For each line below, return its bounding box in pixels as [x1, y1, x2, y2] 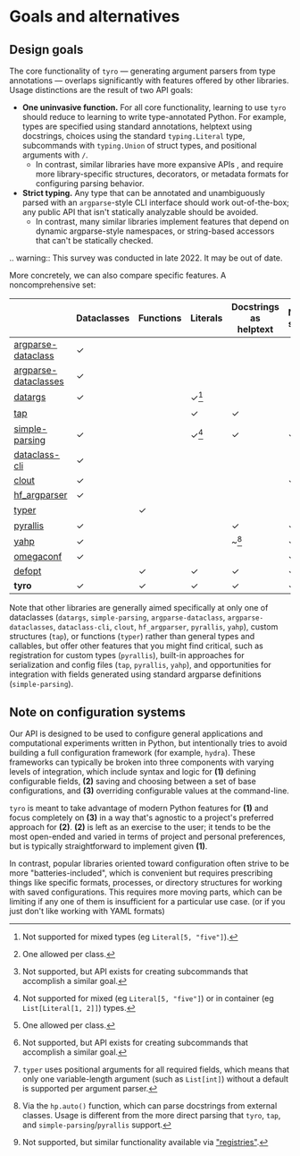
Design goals [9, 42, 84, 57]
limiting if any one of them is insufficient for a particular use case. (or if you [9, 896, 286, 907]
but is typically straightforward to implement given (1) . [9, 841, 208, 852]
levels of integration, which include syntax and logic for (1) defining [9, 766, 256, 777]
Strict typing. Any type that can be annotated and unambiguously [21, 188, 265, 198]
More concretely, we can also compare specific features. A [9, 270, 227, 280]
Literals [190, 312, 223, 324]
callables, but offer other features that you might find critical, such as [9, 640, 263, 651]
